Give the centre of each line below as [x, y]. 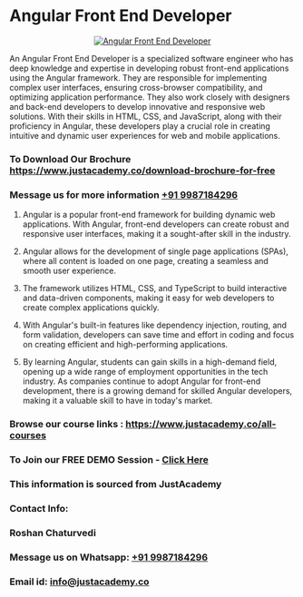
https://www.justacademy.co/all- [201, 425]
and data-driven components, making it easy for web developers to [148, 298]
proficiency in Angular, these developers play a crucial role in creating [140, 126]
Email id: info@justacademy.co [79, 582]
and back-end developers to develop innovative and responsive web [137, 106]
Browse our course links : [67, 425]
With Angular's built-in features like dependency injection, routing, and [155, 325]
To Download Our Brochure [70, 159]
